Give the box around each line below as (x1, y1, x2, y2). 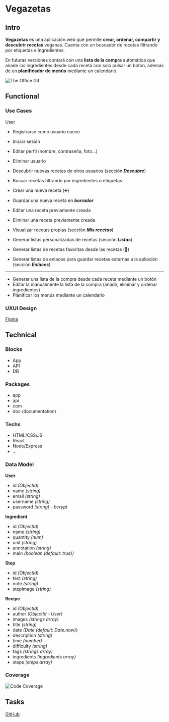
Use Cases (5, 107, 32, 114)
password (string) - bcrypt (12, 503, 68, 510)
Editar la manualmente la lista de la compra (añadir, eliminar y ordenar (12, 281, 157, 287)
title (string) (12, 622, 37, 628)
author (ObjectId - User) (12, 610, 63, 616)
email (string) (12, 493, 40, 499)
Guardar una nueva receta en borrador (12, 197, 94, 203)
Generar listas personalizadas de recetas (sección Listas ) (12, 236, 133, 242)
